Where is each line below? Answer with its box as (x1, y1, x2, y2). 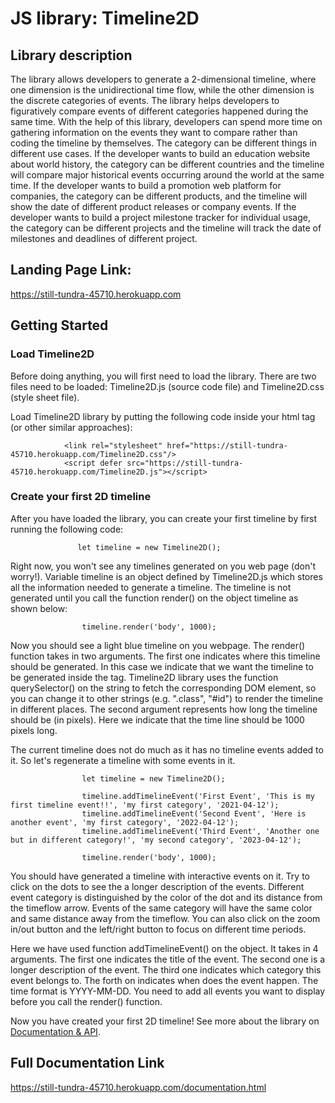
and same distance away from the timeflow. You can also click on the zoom (10, 912, 321, 924)
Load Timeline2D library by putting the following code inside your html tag (10, 410, 316, 422)
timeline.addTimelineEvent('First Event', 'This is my (81, 791, 315, 801)
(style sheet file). (10, 391, 80, 403)
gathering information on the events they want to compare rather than (10, 127, 298, 138)
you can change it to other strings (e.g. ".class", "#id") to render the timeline (10, 692, 323, 704)
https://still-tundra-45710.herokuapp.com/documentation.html (10, 1081, 267, 1093)
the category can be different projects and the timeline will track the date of (10, 222, 322, 234)
